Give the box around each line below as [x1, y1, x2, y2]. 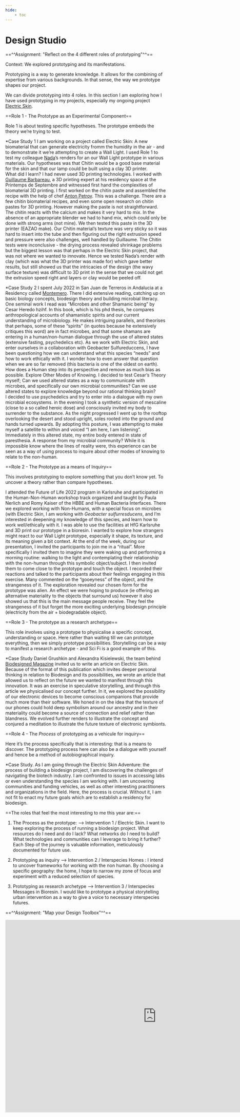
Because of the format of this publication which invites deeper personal [5, 666, 156, 673]
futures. [12, 900, 30, 906]
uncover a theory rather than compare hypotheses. [5, 479, 113, 485]
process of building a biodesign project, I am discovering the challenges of [5, 767, 163, 773]
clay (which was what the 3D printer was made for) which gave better [5, 258, 153, 264]
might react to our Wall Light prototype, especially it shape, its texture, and [5, 533, 163, 539]
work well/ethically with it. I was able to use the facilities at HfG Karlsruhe [5, 522, 161, 528]
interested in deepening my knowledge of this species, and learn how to [5, 517, 158, 523]
